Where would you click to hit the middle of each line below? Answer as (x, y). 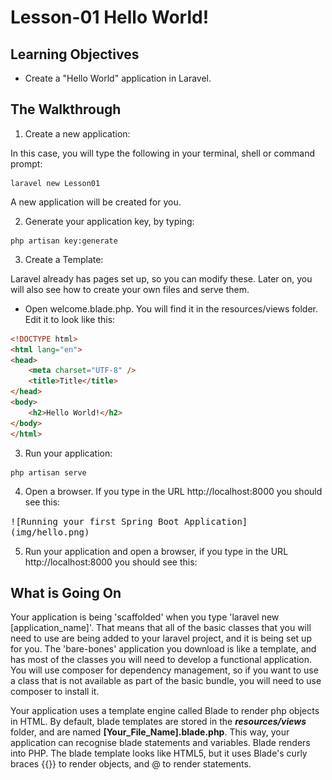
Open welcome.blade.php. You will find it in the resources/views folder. (171, 308)
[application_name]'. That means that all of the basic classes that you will (161, 628)
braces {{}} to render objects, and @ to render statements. (131, 764)
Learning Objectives (75, 54)
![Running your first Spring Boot (95, 521)
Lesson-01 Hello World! (110, 17)
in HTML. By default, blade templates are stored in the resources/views (158, 722)
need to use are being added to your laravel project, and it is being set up (161, 638)
